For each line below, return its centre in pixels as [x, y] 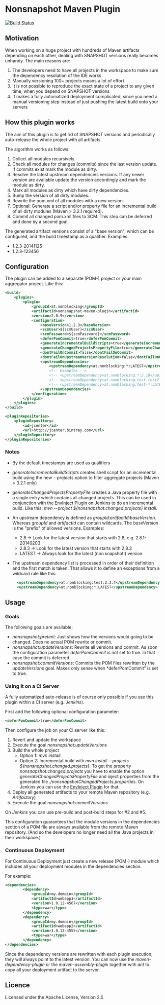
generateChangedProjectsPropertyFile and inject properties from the [89, 777]
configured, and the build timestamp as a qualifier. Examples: [67, 236]
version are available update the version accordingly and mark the [79, 180]
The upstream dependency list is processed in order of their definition [83, 563]
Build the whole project [36, 750]
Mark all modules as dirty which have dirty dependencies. [71, 190]
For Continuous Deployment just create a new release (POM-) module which [82, 861]
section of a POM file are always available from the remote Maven [72, 827]
